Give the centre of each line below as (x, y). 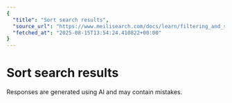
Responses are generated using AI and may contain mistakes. (95, 92)
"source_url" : (33, 26)
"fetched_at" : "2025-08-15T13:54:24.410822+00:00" (87, 33)
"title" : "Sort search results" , (61, 20)
